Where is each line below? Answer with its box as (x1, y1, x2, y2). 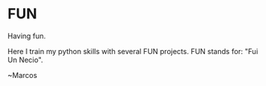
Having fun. (7, 31, 46, 41)
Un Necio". (7, 55, 43, 64)
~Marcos (7, 70, 38, 80)
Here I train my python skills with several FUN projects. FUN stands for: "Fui (7, 46, 259, 56)
